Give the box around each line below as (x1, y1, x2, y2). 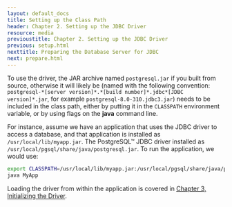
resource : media (7, 29, 54, 37)
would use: (7, 152, 39, 160)
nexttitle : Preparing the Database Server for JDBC (7, 49, 159, 56)
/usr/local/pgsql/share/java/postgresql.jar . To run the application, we (7, 144, 215, 152)
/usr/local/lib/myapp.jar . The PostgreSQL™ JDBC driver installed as (7, 137, 205, 146)
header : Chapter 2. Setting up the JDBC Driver (7, 23, 147, 30)
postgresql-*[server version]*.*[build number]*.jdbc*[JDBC (7, 88, 184, 95)
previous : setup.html (7, 42, 70, 49)
